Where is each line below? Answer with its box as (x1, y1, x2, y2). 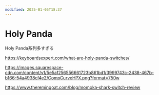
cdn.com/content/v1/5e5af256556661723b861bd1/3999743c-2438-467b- (5, 70, 154, 75)
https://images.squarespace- (5, 64, 64, 70)
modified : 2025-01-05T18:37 (5, 7, 62, 12)
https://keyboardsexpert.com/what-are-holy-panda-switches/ (5, 55, 130, 61)
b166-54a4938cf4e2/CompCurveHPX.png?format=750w (5, 74, 119, 81)
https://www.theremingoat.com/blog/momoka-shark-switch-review (5, 84, 140, 90)
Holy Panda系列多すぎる (5, 45, 54, 51)
